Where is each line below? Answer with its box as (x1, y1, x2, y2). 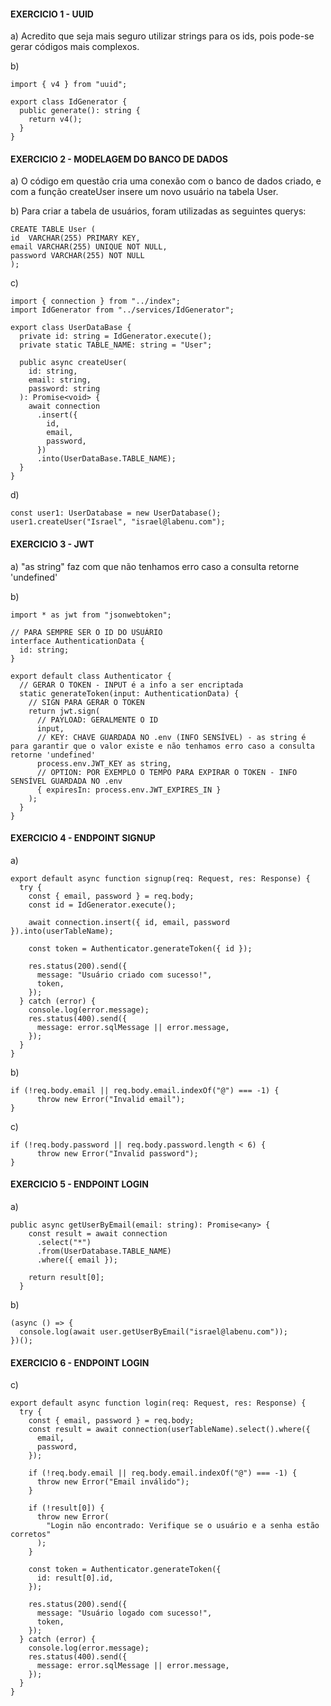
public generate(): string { (19, 106, 141, 116)
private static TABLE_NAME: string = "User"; (19, 340, 213, 350)
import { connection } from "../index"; (10, 296, 182, 307)
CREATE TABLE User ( (10, 225, 97, 235)
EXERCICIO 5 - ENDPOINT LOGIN (10, 1178, 149, 1190)
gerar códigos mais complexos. (10, 41, 140, 53)
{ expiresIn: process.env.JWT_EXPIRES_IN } (36, 785, 222, 795)
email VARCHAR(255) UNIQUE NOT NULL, (10, 242, 168, 252)
